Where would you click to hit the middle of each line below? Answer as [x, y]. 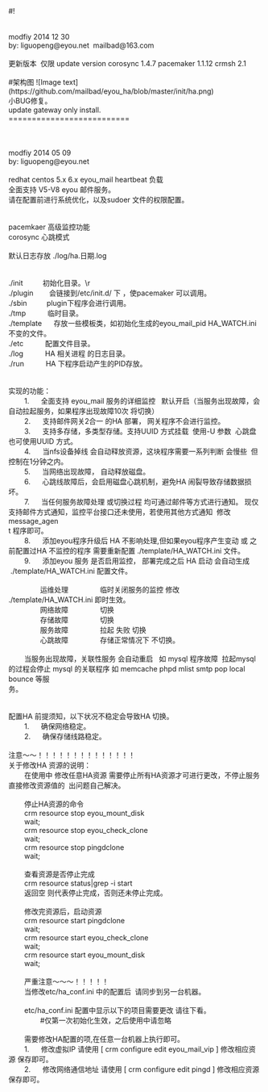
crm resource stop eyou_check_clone [86, 830]
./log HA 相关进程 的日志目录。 [69, 354]
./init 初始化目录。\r [49, 283]
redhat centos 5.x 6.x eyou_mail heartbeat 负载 [86, 180]
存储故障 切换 [77, 620]
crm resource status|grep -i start [78, 883]
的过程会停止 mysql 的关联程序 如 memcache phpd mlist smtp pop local [127, 669]
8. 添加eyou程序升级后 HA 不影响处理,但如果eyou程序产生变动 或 [136, 541]
